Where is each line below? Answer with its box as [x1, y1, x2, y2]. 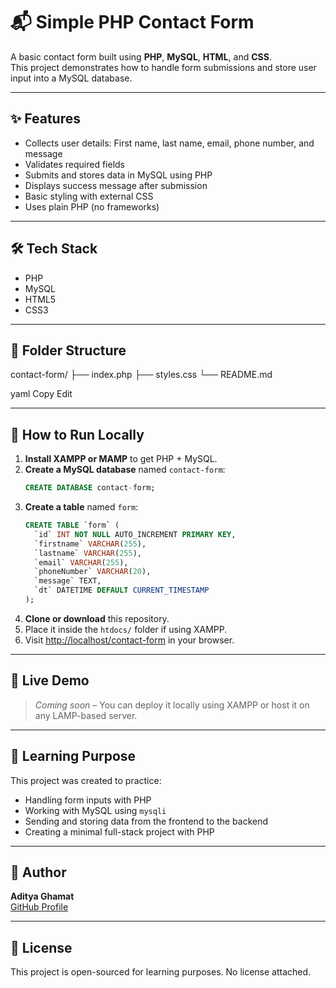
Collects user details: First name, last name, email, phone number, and [24, 137, 315, 149]
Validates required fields [24, 158, 125, 170]
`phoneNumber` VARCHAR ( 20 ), [34, 567, 152, 577]
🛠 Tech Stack [10, 240, 98, 258]
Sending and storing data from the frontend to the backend [24, 815, 269, 827]
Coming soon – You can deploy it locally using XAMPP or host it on [34, 699, 310, 711]
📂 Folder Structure [10, 342, 127, 359]
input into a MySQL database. [10, 72, 133, 84]
